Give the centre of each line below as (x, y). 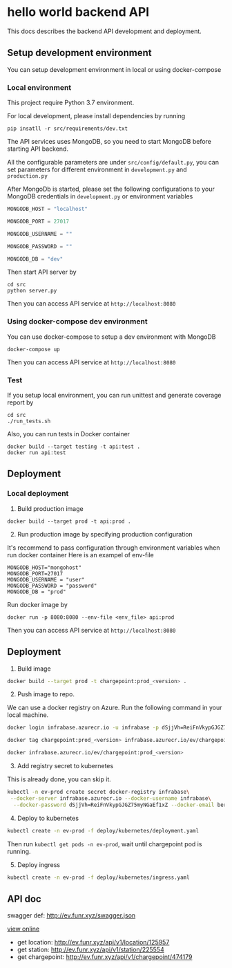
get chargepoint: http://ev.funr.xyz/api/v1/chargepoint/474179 (105, 957)
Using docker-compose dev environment (77, 322)
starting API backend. (38, 149)
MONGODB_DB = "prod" (37, 592)
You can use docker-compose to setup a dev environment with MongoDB (112, 337)
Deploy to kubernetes (48, 818)
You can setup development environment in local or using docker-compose (114, 69)
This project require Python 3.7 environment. (71, 103)
